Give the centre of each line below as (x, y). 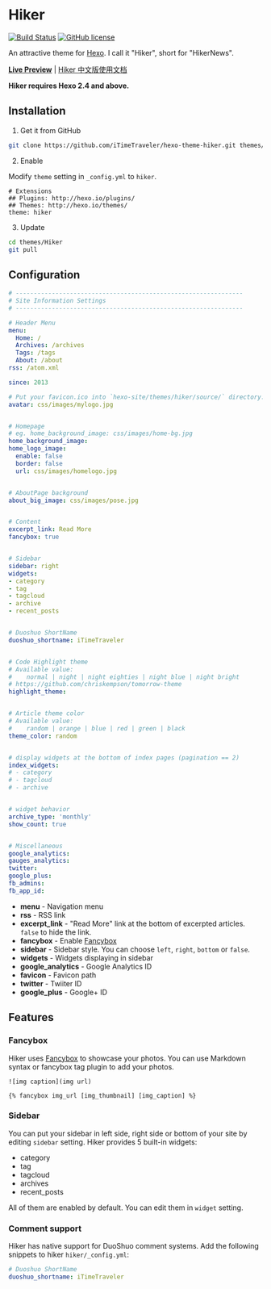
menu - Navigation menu (62, 906)
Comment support (45, 1228)
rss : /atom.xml (34, 368)
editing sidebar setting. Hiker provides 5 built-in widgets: (103, 1142)
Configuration (44, 275)
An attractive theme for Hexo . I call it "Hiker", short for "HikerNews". (121, 52)
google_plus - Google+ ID (63, 992)
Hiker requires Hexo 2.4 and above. (69, 86)
